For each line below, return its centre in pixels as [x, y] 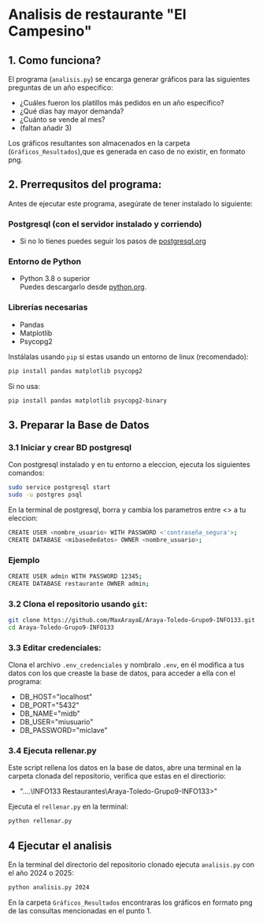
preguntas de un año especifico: [61, 87]
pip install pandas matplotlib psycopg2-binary [88, 400]
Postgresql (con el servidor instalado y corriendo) [105, 224]
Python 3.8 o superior [55, 279]
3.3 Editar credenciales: [55, 647]
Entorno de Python [44, 261]
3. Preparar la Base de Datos [79, 425]
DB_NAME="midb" [50, 713]
